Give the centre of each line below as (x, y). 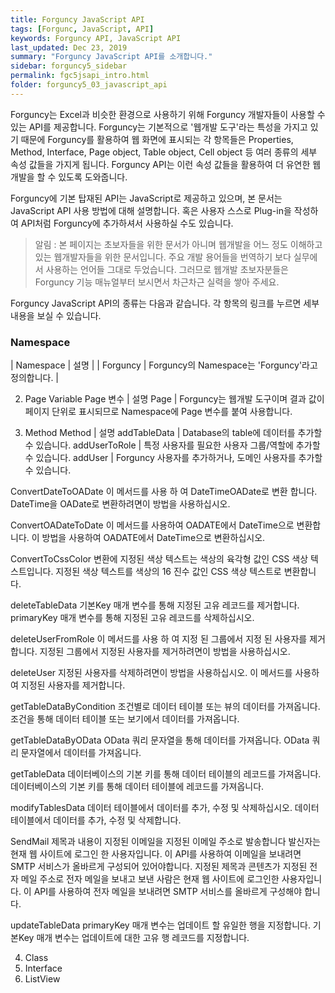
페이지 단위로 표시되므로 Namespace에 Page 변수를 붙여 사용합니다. (158, 412)
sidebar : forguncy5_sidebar (69, 66)
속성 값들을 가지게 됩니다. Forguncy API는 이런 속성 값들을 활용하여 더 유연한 (160, 164)
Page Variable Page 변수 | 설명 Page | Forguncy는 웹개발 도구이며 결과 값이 (174, 399)
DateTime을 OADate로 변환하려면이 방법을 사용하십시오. (120, 504)
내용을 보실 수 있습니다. (56, 315)
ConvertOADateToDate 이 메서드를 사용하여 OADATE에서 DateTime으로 (152, 525)
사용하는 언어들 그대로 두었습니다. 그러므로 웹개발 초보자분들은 (167, 269)
